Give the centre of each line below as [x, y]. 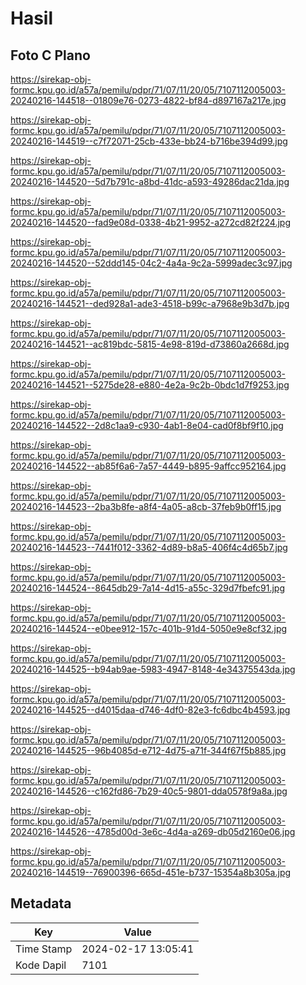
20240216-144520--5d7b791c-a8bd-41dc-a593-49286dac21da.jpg [150, 181]
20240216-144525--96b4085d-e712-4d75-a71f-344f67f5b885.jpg [148, 750]
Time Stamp [44, 949]
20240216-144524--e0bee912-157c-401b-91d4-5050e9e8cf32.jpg [149, 628]
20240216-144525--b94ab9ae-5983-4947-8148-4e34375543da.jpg [153, 669]
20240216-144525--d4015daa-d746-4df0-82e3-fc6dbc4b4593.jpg [150, 710]
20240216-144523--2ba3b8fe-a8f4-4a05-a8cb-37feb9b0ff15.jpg [146, 506]
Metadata [41, 903]
